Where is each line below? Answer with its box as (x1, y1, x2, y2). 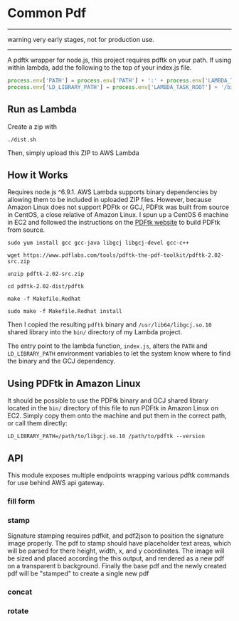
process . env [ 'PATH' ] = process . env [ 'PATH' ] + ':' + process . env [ (7, 77, 206, 84)
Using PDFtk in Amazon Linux (7, 377, 141, 389)
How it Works (7, 169, 68, 181)
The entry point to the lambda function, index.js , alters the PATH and (7, 341, 208, 350)
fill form (7, 496, 36, 506)
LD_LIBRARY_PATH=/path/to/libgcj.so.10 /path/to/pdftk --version (7, 432, 205, 440)
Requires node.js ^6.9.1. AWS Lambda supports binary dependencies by (7, 188, 218, 196)
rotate (7, 606, 29, 616)
